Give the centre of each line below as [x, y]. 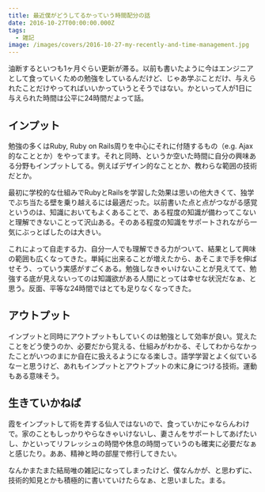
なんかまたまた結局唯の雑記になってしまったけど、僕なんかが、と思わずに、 [132, 470]
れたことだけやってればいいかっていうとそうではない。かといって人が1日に [131, 89]
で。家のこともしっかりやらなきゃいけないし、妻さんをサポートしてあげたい [132, 433]
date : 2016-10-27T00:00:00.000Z [61, 23]
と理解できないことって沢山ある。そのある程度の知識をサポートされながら [129, 221]
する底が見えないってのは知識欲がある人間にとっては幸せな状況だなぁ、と [136, 278]
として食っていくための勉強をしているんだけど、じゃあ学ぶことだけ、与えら [132, 78]
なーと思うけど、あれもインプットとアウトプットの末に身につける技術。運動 [132, 365]
